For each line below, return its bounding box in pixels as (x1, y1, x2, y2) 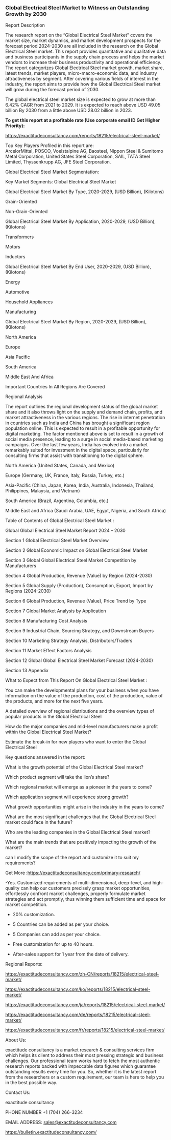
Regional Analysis (5, 393, 43, 400)
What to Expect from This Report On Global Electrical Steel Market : (5, 677, 148, 683)
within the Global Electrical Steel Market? (5, 729, 92, 735)
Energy (5, 279, 20, 285)
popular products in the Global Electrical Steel (5, 714, 102, 720)
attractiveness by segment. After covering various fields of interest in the (5, 76, 159, 82)
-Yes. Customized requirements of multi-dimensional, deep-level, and (5, 880, 152, 886)
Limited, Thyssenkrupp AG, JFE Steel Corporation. (5, 159, 111, 165)
